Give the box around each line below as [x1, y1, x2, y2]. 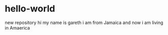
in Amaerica [5, 24, 30, 30]
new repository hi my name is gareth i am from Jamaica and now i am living [5, 19, 164, 25]
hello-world [5, 3, 56, 14]
